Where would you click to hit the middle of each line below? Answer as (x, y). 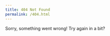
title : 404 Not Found (28, 10)
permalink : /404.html (28, 14)
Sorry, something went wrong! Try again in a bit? (55, 28)
